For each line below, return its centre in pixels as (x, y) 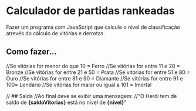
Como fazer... (31, 52)
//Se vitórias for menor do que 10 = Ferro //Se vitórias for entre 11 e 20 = (93, 66)
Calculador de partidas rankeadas (90, 11)
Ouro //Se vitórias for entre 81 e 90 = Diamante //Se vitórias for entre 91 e (94, 78)
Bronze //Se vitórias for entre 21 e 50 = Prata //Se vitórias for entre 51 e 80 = (98, 72)
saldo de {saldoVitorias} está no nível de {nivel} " (66, 102)
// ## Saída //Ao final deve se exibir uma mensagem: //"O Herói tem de (92, 96)
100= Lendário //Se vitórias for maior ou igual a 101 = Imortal (79, 85)
